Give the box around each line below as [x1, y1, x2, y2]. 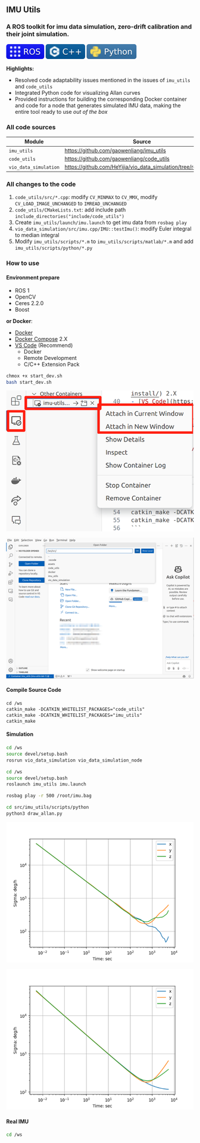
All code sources [6, 123, 56, 131]
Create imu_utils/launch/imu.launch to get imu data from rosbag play [14, 219, 187, 226]
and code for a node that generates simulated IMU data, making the [14, 101, 181, 109]
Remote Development [23, 355, 77, 362]
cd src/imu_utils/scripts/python [6, 805, 89, 810]
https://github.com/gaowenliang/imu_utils [64, 147, 167, 154]
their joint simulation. [6, 30, 70, 38]
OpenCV [14, 293, 36, 300]
